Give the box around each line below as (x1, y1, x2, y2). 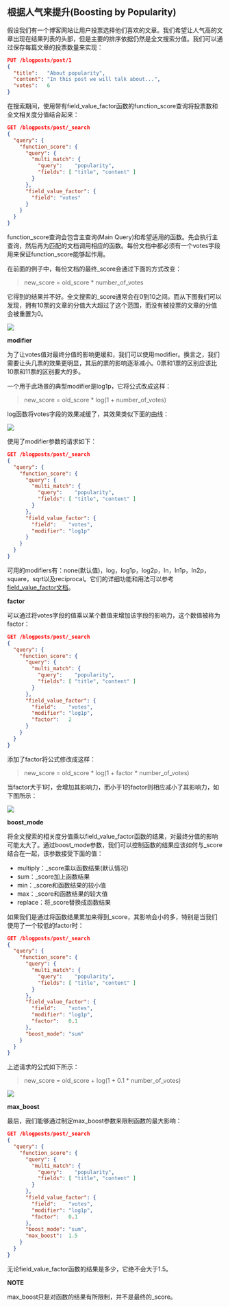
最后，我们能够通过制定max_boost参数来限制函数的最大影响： (7, 1116, 182, 1125)
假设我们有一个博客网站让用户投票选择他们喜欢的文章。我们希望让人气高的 (7, 26, 217, 34)
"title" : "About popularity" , (13, 69, 106, 77)
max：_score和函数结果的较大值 (16, 890, 108, 898)
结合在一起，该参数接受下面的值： (7, 849, 103, 857)
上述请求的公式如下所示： (7, 1063, 79, 1071)
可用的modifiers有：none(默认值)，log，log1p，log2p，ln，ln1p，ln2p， (7, 566, 210, 574)
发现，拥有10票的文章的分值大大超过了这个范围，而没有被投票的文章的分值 (7, 301, 218, 310)
